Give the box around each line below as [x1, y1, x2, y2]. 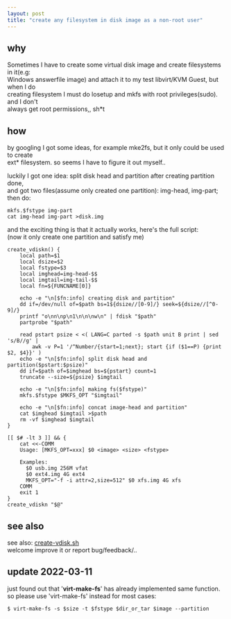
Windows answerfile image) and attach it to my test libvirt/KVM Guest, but [7, 76, 219, 84]
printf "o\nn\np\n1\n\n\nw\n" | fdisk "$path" [19, 313, 157, 320]
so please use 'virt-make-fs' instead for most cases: [7, 591, 157, 600]
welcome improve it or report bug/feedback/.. [7, 545, 137, 554]
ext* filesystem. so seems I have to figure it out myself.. [7, 158, 166, 167]
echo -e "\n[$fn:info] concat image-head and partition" [19, 404, 188, 412]
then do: [7, 194, 31, 202]
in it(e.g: [7, 68, 31, 76]
